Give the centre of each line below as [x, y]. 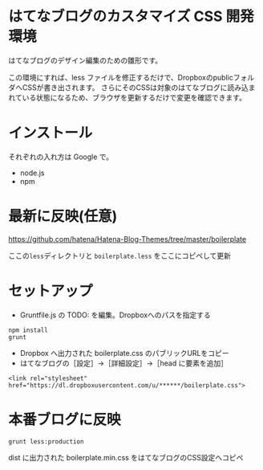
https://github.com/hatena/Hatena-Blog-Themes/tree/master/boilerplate [127, 239]
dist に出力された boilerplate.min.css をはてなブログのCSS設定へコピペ [126, 457]
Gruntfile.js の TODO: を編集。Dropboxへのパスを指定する [115, 315]
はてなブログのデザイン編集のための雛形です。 [85, 60]
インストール [51, 133]
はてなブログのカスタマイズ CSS [115, 16]
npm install [28, 330]
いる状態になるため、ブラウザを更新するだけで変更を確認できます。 [134, 97]
